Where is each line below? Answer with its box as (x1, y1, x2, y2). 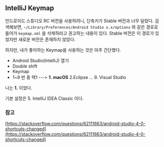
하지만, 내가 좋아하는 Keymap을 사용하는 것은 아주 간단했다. (5, 47, 121, 53)
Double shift (12, 63, 37, 69)
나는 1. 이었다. (5, 84, 33, 91)
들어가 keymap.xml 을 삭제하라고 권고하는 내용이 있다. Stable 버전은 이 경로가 (5, 30, 154, 36)
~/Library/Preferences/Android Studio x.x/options (23, 25, 131, 30)
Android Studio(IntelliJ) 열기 (12, 57, 69, 64)
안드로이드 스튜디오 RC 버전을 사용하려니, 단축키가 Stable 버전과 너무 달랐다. (5, 17, 154, 24)
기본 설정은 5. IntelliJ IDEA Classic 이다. (5, 95, 84, 101)
